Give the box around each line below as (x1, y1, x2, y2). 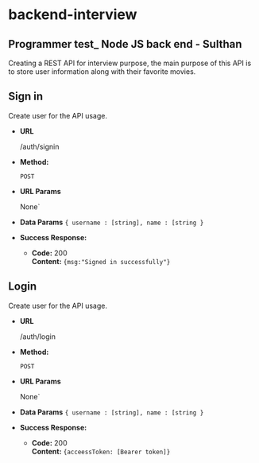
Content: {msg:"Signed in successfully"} (31, 256, 171, 266)
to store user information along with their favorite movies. (8, 67, 196, 76)
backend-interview (8, 6, 137, 24)
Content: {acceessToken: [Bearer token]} (31, 446, 171, 456)
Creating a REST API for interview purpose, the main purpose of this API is (8, 58, 252, 68)
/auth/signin (19, 142, 60, 151)
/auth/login (19, 332, 56, 341)
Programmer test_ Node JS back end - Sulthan (8, 37, 242, 51)
